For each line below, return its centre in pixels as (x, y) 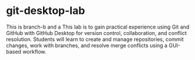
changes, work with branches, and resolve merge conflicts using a (87, 45)
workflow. (34, 51)
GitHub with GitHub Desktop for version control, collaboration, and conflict (96, 33)
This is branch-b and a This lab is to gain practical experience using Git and (98, 27)
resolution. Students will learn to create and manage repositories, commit (95, 39)
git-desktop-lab (46, 11)
